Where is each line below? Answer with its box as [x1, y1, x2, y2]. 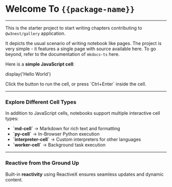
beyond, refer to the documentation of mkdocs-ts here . [5, 51, 120, 57]
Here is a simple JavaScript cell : [5, 61, 75, 67]
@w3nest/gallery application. [5, 30, 66, 36]
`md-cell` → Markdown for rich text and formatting [12, 126, 120, 132]
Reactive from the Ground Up [5, 159, 79, 167]
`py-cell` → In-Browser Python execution [12, 131, 100, 137]
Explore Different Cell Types [5, 98, 77, 106]
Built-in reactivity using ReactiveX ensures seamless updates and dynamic [5, 171, 164, 177]
